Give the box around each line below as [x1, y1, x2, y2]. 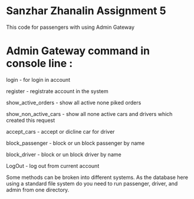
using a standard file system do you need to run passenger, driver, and [6, 180, 178, 187]
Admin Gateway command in [6, 44, 150, 58]
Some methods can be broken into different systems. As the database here [6, 174, 189, 181]
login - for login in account [6, 76, 71, 83]
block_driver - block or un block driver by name [6, 151, 122, 158]
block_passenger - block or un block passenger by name [6, 140, 145, 147]
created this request [6, 117, 55, 124]
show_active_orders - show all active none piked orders [6, 99, 142, 106]
